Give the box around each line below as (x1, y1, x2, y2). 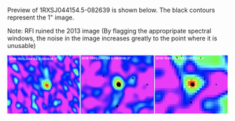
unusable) (7, 42, 36, 49)
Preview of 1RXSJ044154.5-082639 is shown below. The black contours (7, 6, 215, 14)
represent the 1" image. (7, 13, 75, 22)
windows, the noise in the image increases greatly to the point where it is (7, 34, 218, 42)
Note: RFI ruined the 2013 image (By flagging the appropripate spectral (7, 27, 212, 35)
